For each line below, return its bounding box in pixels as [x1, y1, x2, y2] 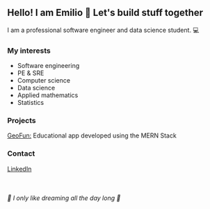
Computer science [17, 76, 71, 85]
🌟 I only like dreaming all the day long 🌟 [7, 194, 121, 202]
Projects [7, 116, 36, 126]
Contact [7, 149, 35, 158]
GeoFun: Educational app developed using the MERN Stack [7, 131, 177, 140]
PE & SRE [17, 69, 45, 77]
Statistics [17, 99, 45, 107]
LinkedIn [7, 165, 32, 173]
